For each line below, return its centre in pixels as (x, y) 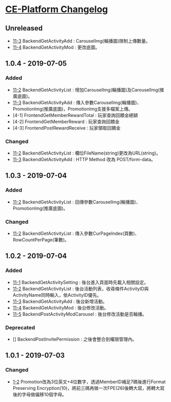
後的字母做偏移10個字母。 (40, 394)
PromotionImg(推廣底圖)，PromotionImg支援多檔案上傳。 (73, 109)
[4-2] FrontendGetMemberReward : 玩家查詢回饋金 (66, 121)
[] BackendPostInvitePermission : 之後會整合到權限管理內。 (75, 339)
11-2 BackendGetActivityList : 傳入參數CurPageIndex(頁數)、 (76, 233)
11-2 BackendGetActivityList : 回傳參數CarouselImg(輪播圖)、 (77, 202)
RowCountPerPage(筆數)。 (41, 239)
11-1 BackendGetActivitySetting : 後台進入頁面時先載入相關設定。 (80, 282)
